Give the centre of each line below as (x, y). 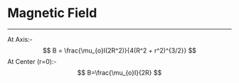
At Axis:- (20, 39)
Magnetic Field (52, 13)
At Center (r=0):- (32, 61)
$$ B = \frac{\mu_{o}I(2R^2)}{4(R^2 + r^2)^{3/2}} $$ (119, 50)
